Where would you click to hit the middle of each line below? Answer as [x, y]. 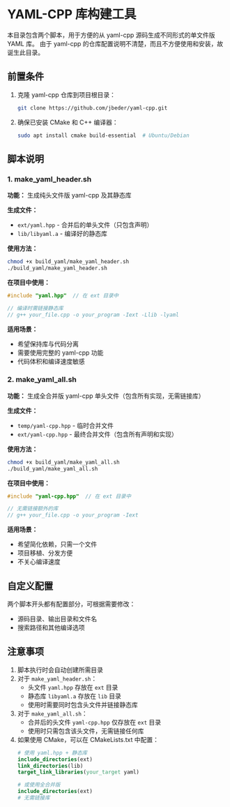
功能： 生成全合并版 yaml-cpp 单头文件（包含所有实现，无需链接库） [106, 396]
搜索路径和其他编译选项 [51, 628]
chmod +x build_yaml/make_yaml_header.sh [68, 262]
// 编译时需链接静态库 [36, 308]
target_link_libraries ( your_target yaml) [78, 772]
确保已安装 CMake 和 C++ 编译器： [68, 122]
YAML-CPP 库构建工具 [72, 14]
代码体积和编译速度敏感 [51, 361]
